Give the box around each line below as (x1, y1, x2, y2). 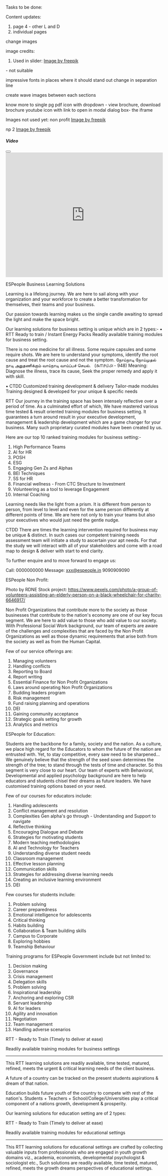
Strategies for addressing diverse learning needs (12, 871, 114, 877)
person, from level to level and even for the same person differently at (5, 506, 149, 512)
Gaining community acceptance (12, 710, 79, 717)
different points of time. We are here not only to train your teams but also (5, 511, 155, 517)
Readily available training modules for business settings (5, 1045, 120, 1051)
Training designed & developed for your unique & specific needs (5, 388, 138, 394)
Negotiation (12, 1015, 37, 1021)
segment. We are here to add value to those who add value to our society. (5, 617, 158, 623)
